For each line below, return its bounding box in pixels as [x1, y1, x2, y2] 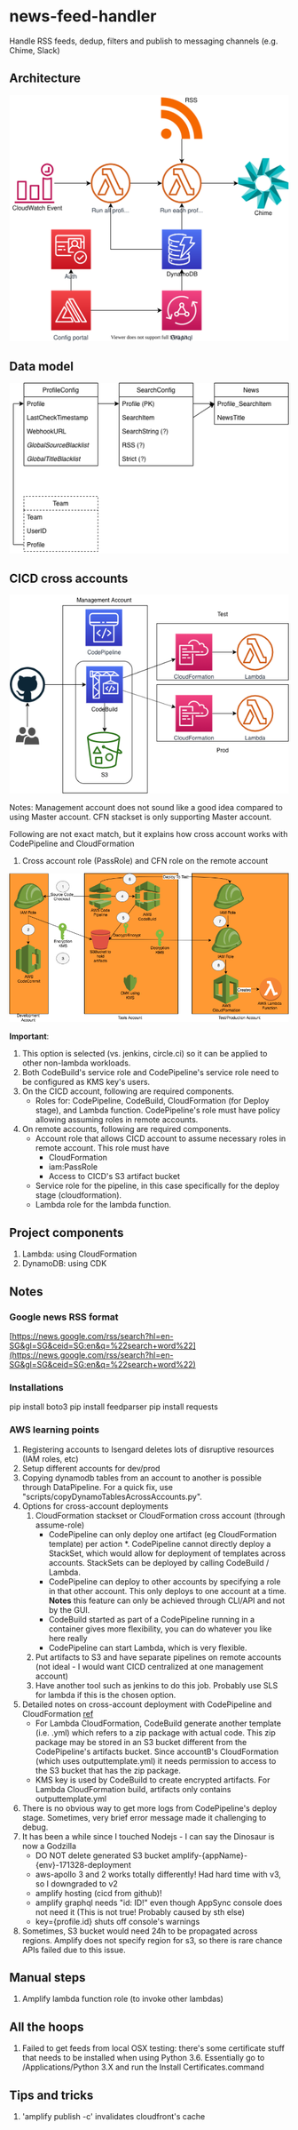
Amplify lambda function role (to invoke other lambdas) [21, 1993, 224, 2005]
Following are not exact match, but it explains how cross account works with [9, 829, 288, 840]
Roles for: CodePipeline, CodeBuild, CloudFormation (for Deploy [35, 1096, 270, 1106]
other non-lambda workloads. [21, 1057, 131, 1068]
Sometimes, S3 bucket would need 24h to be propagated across [21, 1926, 258, 1936]
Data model [9, 358, 74, 374]
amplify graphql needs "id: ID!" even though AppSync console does [35, 1897, 283, 1908]
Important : [9, 1031, 50, 1041]
